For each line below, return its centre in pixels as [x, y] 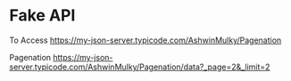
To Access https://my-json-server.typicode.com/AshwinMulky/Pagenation [145, 40]
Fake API [42, 16]
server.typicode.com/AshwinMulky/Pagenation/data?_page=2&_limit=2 [140, 67]
